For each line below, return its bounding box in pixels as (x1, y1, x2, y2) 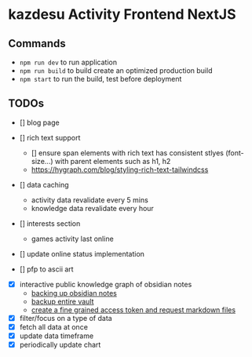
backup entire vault (31, 297, 94, 306)
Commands (8, 37, 67, 50)
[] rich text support (19, 133, 81, 142)
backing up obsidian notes (31, 288, 118, 297)
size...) (31, 156, 53, 166)
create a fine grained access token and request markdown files (31, 304, 236, 315)
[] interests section (19, 218, 81, 228)
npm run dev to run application (19, 57, 118, 67)
